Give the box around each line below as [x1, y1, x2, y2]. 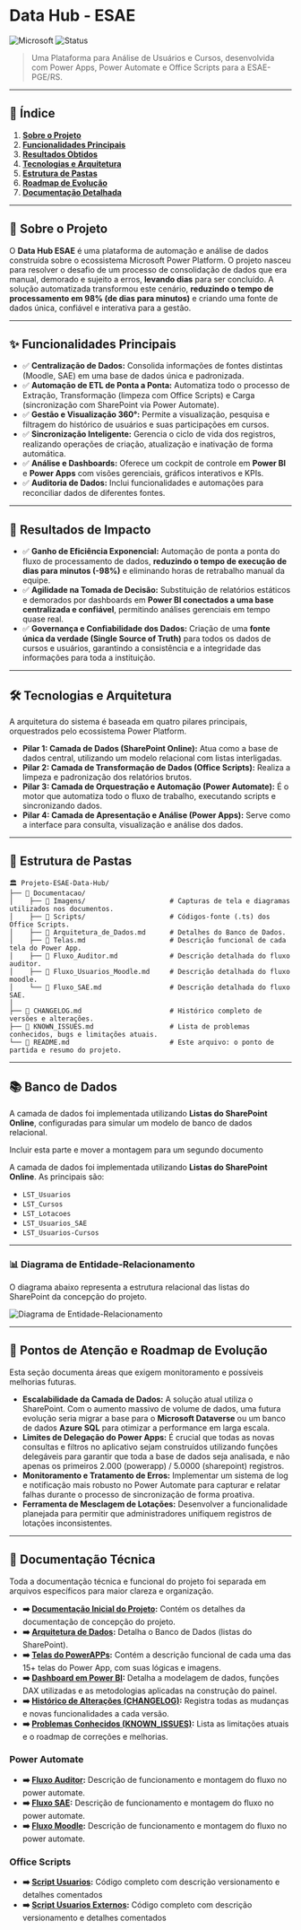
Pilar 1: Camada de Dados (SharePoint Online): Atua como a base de [21, 743, 279, 753]
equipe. [21, 575, 51, 586]
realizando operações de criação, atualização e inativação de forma [21, 439, 273, 449]
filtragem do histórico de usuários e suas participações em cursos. [21, 419, 270, 430]
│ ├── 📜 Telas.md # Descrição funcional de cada [9, 935, 287, 944]
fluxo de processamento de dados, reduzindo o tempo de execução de [21, 556, 288, 567]
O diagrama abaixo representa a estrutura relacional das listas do [9, 1282, 250, 1292]
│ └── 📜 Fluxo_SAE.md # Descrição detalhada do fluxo [9, 983, 291, 992]
